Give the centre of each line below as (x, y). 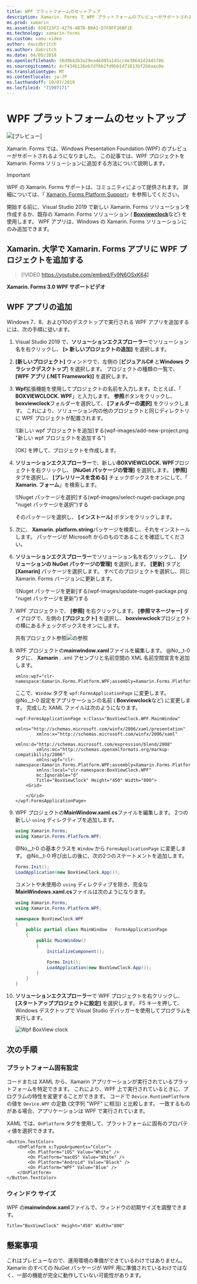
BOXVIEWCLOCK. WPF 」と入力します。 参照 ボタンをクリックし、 (95, 396)
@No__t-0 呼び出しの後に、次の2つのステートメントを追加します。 (107, 856)
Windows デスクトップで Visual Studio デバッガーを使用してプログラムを (103, 1011)
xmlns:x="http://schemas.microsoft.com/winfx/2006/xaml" (107, 734)
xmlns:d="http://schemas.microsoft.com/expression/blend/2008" (94, 745)
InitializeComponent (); (75, 951)
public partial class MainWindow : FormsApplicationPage (97, 930)
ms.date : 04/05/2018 (32, 55)
